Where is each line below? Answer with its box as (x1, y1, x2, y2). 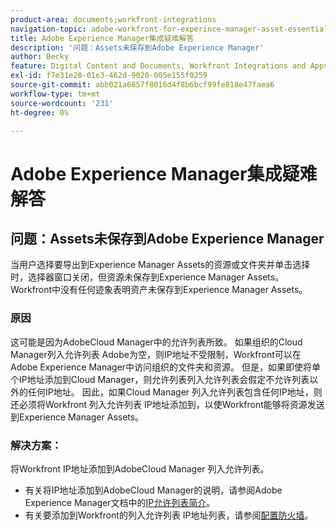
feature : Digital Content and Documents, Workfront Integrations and (10, 61, 307, 71)
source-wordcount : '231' (10, 98, 114, 108)
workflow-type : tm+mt (10, 89, 101, 99)
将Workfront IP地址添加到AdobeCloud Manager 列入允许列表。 (10, 462, 270, 475)
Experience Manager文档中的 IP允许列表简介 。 (24, 496, 216, 508)
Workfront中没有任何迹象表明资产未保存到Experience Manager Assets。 (10, 284, 308, 296)
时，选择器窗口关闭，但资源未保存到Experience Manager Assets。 (10, 271, 285, 283)
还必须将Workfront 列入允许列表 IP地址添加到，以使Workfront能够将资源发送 (10, 398, 325, 410)
